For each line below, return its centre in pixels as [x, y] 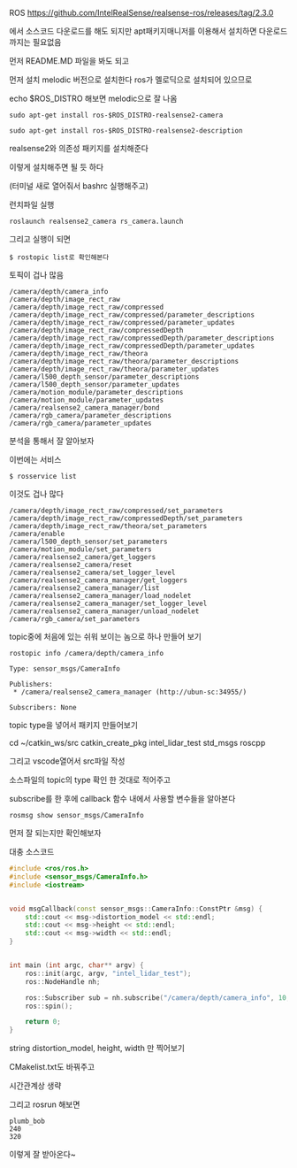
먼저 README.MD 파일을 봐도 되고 [69, 61]
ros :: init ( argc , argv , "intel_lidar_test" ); [108, 973]
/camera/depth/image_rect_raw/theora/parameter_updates [114, 369]
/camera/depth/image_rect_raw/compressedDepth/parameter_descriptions [142, 338]
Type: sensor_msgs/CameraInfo [65, 669]
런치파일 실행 [32, 204]
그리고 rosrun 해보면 [45, 1104]
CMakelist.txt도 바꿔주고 [52, 1067]
